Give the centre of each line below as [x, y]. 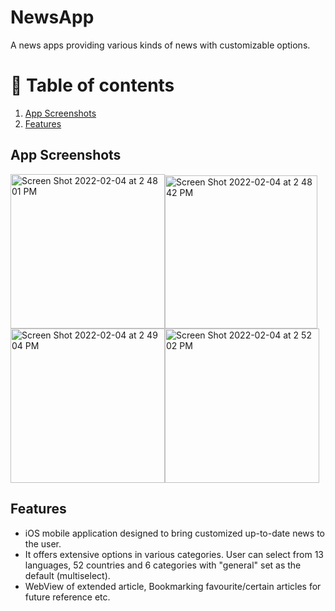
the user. [43, 543]
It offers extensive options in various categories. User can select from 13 [174, 554]
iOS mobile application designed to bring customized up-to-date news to [174, 533]
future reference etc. [67, 597]
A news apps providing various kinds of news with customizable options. [160, 45]
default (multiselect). [67, 575]
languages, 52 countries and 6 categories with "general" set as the [163, 565]
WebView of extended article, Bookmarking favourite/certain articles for [173, 586]
